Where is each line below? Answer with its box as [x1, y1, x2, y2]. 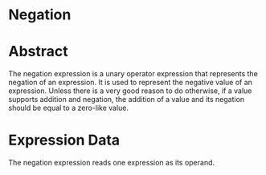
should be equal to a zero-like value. [8, 103, 129, 113]
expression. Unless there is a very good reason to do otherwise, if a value [8, 86, 252, 96]
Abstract [8, 43, 68, 61]
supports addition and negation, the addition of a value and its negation [8, 95, 245, 104]
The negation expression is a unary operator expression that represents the [8, 69, 259, 79]
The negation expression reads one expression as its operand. [8, 158, 215, 168]
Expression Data [8, 131, 121, 149]
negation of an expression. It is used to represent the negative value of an [8, 78, 253, 87]
